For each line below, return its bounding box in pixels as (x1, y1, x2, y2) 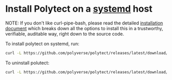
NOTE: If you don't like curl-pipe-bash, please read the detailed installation (5, 20, 163, 26)
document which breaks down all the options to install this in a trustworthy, (5, 25, 163, 31)
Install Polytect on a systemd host (5, 3, 153, 15)
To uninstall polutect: (5, 60, 50, 66)
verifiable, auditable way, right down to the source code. (5, 31, 124, 37)
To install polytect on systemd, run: (5, 40, 79, 46)
